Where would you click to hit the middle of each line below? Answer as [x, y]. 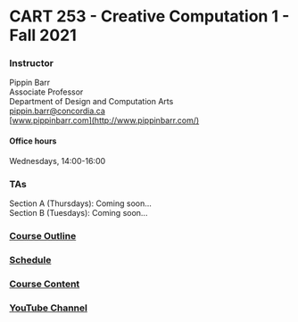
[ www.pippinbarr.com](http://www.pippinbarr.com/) [104, 120]
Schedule [30, 260]
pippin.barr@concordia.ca [57, 111]
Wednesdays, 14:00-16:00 [58, 161]
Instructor [31, 63]
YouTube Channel [48, 308]
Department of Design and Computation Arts [91, 102]
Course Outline [43, 235]
